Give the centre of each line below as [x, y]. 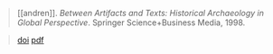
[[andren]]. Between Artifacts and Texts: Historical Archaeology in [140, 13]
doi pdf [30, 40]
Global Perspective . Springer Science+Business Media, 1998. [131, 22]
